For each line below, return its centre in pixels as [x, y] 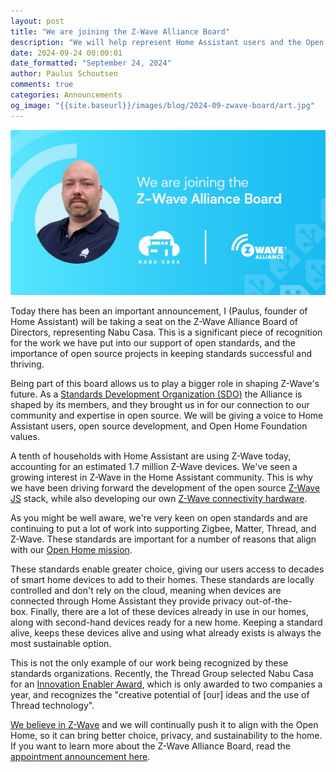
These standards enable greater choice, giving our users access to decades [167, 569]
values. [25, 436]
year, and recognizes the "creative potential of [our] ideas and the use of [160, 694]
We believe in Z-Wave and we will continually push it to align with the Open [164, 724]
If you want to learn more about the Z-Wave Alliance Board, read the [150, 746]
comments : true [42, 85]
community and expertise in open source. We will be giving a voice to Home [167, 415]
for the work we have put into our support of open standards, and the [153, 342]
